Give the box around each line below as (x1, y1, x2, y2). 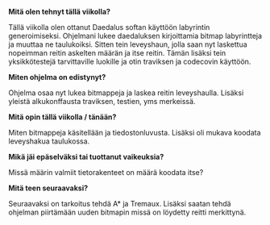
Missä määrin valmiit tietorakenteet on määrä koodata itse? (8, 168, 204, 177)
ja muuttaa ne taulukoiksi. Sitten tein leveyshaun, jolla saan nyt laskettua (8, 40, 247, 49)
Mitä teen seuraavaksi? (8, 183, 89, 193)
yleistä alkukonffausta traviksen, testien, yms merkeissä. (8, 97, 196, 106)
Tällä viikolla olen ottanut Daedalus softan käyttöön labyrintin (8, 23, 210, 31)
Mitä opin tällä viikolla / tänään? (8, 112, 117, 122)
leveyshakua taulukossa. (8, 136, 90, 146)
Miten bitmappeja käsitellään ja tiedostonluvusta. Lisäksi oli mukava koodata (8, 128, 261, 137)
